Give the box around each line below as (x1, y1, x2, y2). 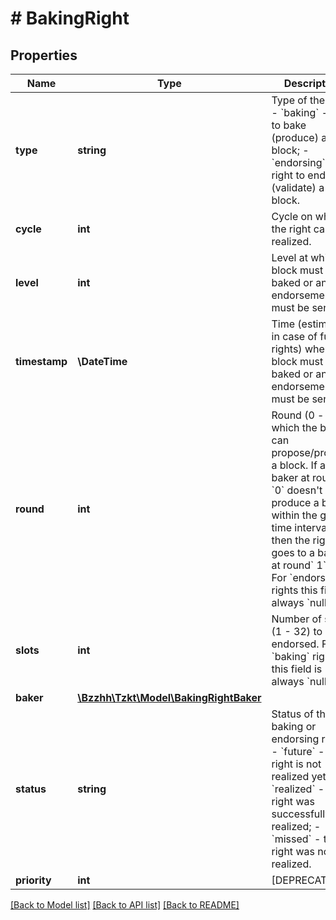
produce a (271, 496, 320, 509)
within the (271, 508, 318, 522)
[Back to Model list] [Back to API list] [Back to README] (10, 899, 240, 911)
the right (271, 222, 312, 236)
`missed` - (271, 832, 322, 846)
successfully (271, 807, 332, 821)
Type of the (271, 93, 326, 107)
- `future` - (271, 745, 325, 758)
